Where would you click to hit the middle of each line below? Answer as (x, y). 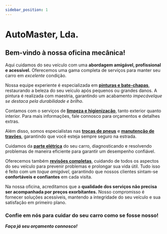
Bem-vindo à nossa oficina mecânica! (65, 53)
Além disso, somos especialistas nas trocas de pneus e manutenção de (80, 131)
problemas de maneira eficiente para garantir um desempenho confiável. (80, 151)
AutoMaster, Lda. (42, 34)
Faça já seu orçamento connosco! (41, 226)
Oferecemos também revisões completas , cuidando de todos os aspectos (82, 161)
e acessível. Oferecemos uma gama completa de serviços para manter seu (83, 70)
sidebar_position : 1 (27, 10)
